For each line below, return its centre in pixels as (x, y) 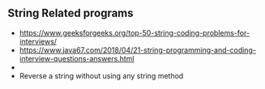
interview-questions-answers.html (77, 58)
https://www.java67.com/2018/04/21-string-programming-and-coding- (138, 50)
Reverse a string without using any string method (101, 75)
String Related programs (71, 13)
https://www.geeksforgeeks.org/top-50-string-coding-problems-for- (135, 32)
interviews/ (38, 41)
